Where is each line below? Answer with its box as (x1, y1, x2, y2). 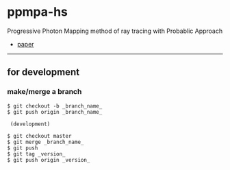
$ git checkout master (7, 132, 72, 139)
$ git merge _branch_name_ (7, 138, 84, 145)
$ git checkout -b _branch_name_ (7, 102, 103, 110)
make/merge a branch (7, 87, 82, 97)
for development (7, 66, 80, 78)
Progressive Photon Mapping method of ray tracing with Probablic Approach (7, 27, 223, 35)
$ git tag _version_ (7, 150, 66, 158)
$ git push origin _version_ (7, 156, 90, 163)
